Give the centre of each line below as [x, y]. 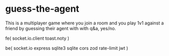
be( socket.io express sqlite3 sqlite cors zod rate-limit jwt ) [67, 48]
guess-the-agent [43, 9]
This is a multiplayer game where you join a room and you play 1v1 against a [84, 23]
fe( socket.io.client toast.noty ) [37, 38]
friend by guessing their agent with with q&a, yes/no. [61, 28]
